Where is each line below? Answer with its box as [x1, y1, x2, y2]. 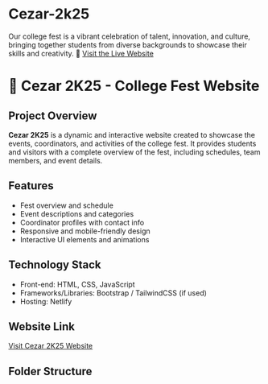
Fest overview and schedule [19, 200, 114, 210]
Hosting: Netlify [19, 296, 72, 306]
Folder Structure [8, 364, 93, 378]
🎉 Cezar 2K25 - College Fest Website [8, 77, 260, 95]
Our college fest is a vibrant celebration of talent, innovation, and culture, [8, 31, 251, 41]
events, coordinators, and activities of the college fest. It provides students [8, 138, 257, 148]
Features [8, 179, 54, 193]
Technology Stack [8, 258, 101, 272]
